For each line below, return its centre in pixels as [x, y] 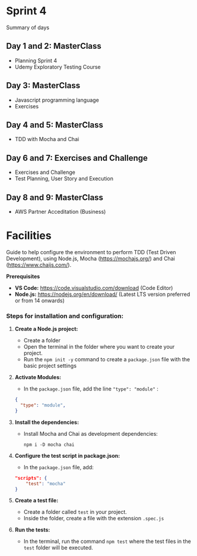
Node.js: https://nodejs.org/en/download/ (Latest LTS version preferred [102, 294]
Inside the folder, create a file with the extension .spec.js [94, 518]
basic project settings [50, 366]
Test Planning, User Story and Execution [64, 179]
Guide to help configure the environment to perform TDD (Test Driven [91, 252]
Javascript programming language [57, 100]
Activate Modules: [38, 377]
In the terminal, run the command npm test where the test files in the [107, 541]
